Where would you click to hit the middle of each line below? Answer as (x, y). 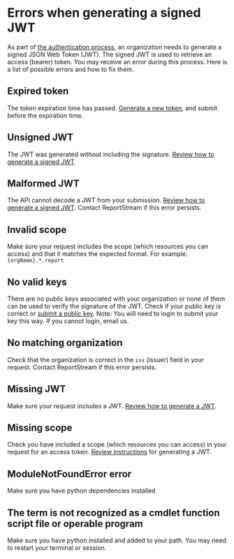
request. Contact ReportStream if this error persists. (82, 367)
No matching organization (65, 343)
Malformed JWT (43, 183)
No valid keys (37, 282)
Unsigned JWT (41, 137)
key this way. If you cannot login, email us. (68, 321)
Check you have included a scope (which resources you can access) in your (117, 445)
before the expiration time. (45, 115)
